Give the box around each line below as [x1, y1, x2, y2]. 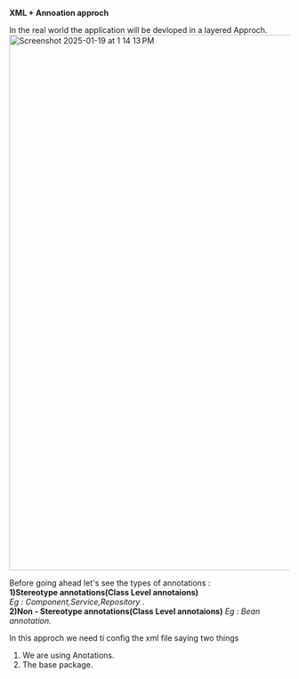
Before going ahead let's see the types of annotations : [9, 578, 211, 588]
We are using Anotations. [21, 650, 115, 660]
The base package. [21, 659, 93, 670]
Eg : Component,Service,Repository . [9, 596, 145, 607]
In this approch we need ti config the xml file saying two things [9, 633, 239, 643]
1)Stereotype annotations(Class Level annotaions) [9, 587, 198, 597]
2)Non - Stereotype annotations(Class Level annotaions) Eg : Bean [9, 606, 261, 617]
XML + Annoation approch [9, 8, 109, 18]
